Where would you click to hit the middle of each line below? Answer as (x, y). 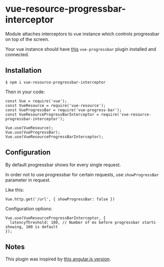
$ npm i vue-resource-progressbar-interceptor (56, 82)
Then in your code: (25, 92)
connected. (17, 55)
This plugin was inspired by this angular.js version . (58, 259)
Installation (23, 71)
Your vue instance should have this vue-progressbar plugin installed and (81, 49)
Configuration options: (29, 208)
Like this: (15, 190)
